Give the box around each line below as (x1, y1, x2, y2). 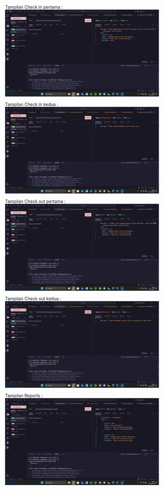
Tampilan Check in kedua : (5, 101, 59, 107)
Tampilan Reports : (5, 393, 43, 398)
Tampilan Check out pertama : (5, 198, 66, 204)
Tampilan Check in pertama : (5, 4, 63, 10)
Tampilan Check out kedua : (5, 296, 61, 302)
